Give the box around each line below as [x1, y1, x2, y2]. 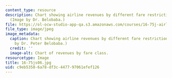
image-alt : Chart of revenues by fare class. [10, 50, 109, 55]
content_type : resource [5, 7, 56, 13]
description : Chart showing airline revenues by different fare [5, 12, 145, 17]
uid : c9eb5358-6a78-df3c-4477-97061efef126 [5, 65, 100, 70]
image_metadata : [5, 31, 40, 36]
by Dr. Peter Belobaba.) [14, 41, 68, 46]
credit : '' [10, 46, 33, 51]
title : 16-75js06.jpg [5, 60, 52, 65]
